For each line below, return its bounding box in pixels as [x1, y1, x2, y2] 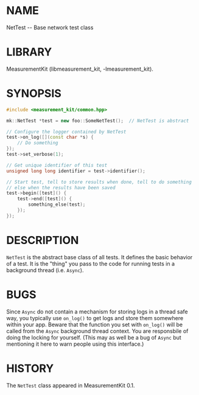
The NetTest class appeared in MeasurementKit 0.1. [6, 382, 135, 389]
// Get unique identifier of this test [6, 162, 108, 168]
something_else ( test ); [28, 201, 86, 208]
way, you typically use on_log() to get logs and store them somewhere [6, 314, 184, 321]
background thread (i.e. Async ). [6, 266, 84, 274]
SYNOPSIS [6, 86, 62, 100]
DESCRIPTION [6, 234, 79, 247]
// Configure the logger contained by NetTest [6, 128, 127, 135]
